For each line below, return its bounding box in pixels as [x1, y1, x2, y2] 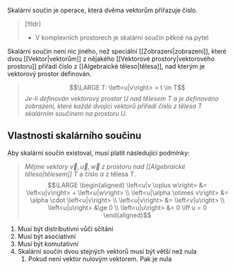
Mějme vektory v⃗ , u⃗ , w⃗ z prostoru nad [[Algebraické [24, 162, 186, 170]
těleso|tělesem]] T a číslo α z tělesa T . [24, 170, 136, 178]
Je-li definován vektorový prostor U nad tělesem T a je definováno [24, 95, 219, 102]
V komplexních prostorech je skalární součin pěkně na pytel [35, 33, 209, 42]
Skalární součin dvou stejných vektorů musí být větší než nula [17, 247, 197, 255]
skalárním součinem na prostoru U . [24, 110, 128, 117]
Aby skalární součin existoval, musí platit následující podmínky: [7, 148, 191, 157]
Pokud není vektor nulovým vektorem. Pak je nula [28, 254, 172, 263]
